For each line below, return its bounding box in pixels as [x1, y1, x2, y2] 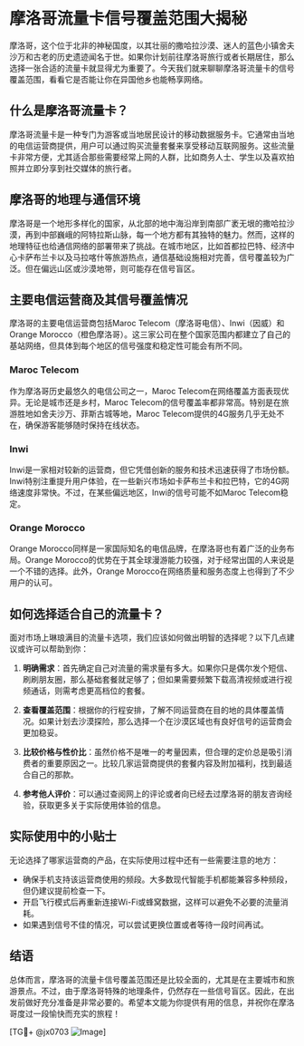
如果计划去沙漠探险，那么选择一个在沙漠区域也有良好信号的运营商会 [38, 716, 292, 727]
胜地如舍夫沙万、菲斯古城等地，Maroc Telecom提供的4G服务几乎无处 [16, 408, 277, 419]
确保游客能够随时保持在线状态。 [24, 419, 145, 431]
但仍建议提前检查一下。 [22, 885, 110, 896]
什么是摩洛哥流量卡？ [9, 103, 128, 119]
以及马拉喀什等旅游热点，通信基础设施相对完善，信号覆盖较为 [56, 251, 287, 263]
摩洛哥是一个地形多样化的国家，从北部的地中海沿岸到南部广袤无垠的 [9, 218, 263, 228]
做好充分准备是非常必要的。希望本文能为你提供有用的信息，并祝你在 [24, 996, 279, 1007]
